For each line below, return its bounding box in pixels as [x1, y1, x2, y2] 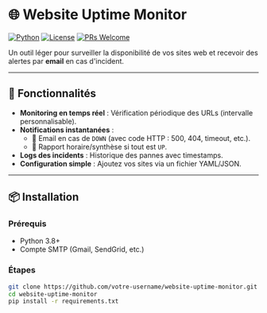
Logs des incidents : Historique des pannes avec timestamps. [19, 150, 224, 160]
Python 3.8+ [19, 237, 61, 246]
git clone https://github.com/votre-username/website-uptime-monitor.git [8, 283, 258, 291]
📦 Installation [8, 190, 79, 204]
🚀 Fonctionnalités [8, 87, 97, 100]
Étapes [8, 264, 36, 276]
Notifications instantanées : [19, 125, 114, 135]
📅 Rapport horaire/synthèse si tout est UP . [31, 142, 168, 151]
